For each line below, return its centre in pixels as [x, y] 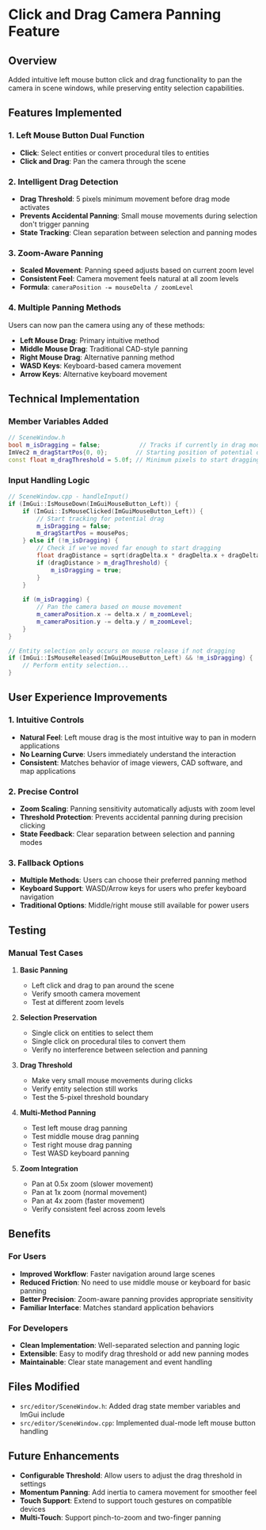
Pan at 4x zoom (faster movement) [88, 1201]
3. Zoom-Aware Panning [56, 253]
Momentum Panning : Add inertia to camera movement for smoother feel [138, 1492]
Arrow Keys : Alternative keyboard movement [93, 374]
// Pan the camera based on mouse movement [109, 607]
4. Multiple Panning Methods [65, 308]
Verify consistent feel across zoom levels [99, 1209]
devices [32, 1509]
